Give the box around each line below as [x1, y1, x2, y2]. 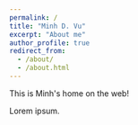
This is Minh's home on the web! [9, 87, 130, 99]
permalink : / [9, 13, 58, 22]
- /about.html [17, 64, 70, 73]
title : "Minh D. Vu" [9, 22, 87, 31]
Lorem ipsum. [9, 105, 60, 116]
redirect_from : [9, 47, 66, 56]
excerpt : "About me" [9, 30, 87, 39]
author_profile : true [9, 38, 91, 48]
